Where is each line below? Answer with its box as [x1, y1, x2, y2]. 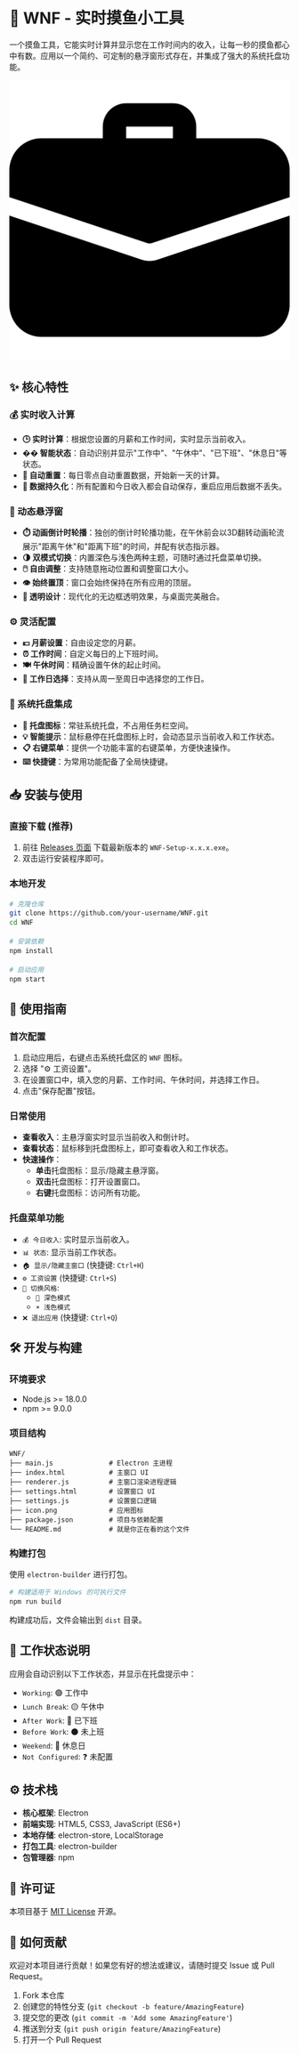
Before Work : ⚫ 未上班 [21, 1726, 105, 1736]
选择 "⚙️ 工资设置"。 [21, 1063, 96, 1074]
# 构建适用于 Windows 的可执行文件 [9, 1588, 126, 1597]
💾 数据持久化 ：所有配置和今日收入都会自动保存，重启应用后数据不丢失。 [21, 481, 287, 491]
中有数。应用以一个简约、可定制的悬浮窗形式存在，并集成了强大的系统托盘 [9, 50, 282, 61]
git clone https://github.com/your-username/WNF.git [9, 909, 209, 918]
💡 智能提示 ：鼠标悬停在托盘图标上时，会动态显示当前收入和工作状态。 [21, 731, 279, 741]
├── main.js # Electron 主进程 [9, 1459, 174, 1468]
